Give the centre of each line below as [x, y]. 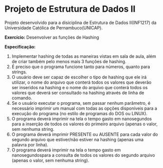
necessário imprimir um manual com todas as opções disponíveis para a [84, 108]
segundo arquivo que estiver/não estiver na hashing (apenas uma [78, 139]
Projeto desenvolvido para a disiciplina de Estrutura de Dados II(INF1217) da [81, 23]
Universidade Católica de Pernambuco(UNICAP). [54, 27]
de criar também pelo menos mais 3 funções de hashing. [69, 61]
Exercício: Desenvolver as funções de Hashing [52, 37]
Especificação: [20, 47]
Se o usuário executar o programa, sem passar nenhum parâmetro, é [81, 103]
